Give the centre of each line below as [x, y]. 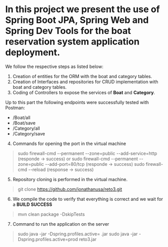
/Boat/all [21, 117]
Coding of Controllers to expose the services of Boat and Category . [84, 92]
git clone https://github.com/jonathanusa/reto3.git [70, 189]
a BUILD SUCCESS [32, 204]
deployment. [33, 52]
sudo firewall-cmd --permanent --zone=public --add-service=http [87, 153]
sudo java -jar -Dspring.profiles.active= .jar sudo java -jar [78, 234]
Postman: [15, 108]
